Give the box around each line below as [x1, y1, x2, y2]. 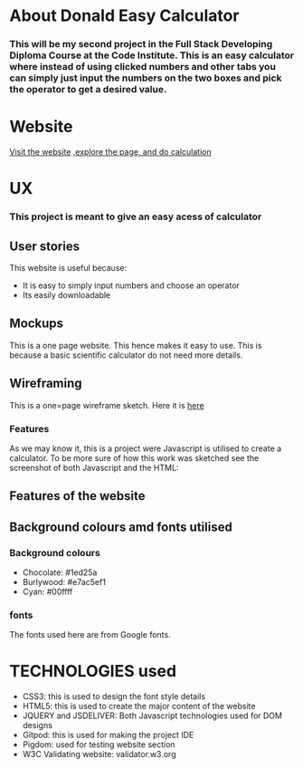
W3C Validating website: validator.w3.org [22, 749, 176, 760]
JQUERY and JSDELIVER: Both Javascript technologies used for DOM [22, 710, 283, 721]
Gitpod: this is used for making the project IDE [22, 730, 194, 741]
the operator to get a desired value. [9, 83, 167, 96]
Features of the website [9, 488, 146, 504]
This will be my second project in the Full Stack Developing [9, 38, 273, 51]
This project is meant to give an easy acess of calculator [9, 210, 262, 223]
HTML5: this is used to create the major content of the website [22, 701, 256, 712]
